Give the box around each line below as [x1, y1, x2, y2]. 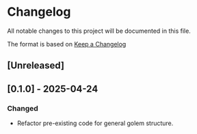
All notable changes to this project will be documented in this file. [7, 27, 192, 35]
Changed [7, 103, 39, 113]
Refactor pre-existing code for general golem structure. [16, 119, 174, 127]
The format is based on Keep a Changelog [7, 40, 127, 48]
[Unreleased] [7, 59, 65, 72]
